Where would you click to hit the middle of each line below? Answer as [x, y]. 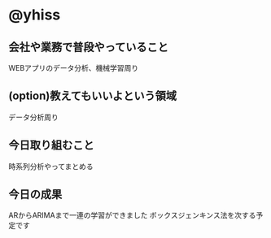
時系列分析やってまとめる [51, 166]
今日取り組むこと [51, 145]
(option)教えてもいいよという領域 [93, 96]
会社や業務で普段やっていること [88, 47]
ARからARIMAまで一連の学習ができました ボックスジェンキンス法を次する [132, 215]
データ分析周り [33, 117]
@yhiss [35, 15]
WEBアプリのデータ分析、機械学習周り [74, 68]
